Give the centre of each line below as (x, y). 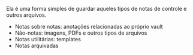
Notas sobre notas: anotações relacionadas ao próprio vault (89, 27)
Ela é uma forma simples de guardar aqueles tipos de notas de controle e (96, 9)
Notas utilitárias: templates (48, 39)
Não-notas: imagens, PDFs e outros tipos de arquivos (81, 33)
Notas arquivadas (37, 45)
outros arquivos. (26, 15)
